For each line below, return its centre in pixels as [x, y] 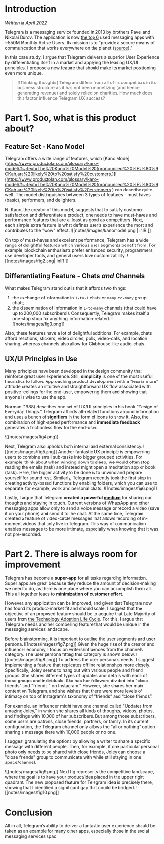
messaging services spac [31, 836]
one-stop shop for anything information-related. [61, 318]
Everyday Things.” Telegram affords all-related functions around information [82, 411]
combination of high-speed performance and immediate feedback [72, 422]
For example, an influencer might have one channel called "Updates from [79, 706]
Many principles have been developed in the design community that [73, 371]
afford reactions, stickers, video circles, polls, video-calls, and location [76, 338]
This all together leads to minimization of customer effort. [64, 594]
